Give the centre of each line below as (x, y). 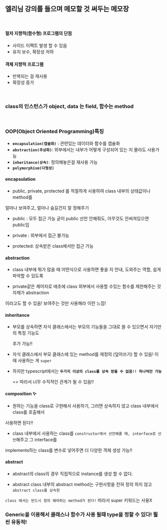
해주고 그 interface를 (36, 439)
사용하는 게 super (35, 361)
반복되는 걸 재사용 (30, 76)
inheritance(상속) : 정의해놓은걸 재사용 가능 (55, 162)
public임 (21, 225)
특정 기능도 (28, 333)
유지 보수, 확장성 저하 (33, 52)
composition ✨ (21, 394)
